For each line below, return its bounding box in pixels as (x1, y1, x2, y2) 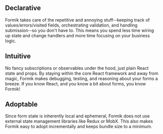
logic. (5, 38, 16, 44)
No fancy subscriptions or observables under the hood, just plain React (5, 65, 149, 71)
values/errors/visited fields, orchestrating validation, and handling (5, 22, 138, 28)
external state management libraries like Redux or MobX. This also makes (5, 118, 153, 124)
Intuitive (5, 52, 31, 60)
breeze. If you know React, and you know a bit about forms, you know (5, 80, 146, 86)
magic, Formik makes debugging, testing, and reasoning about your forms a (5, 76, 158, 81)
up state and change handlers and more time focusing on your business (5, 32, 150, 38)
